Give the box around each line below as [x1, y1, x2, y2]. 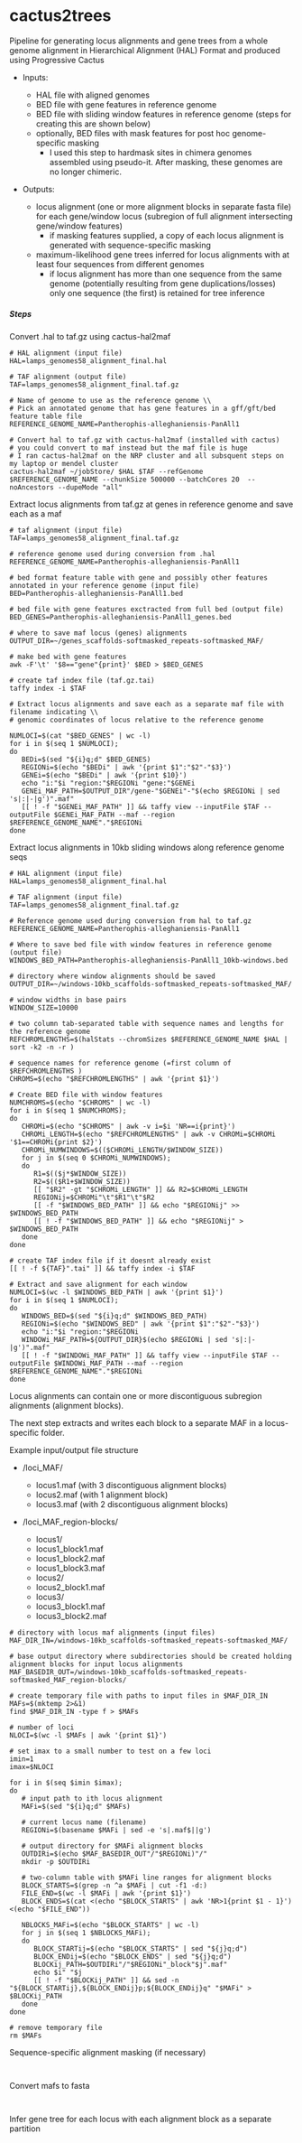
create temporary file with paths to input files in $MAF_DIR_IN [17, 1691, 269, 1700]
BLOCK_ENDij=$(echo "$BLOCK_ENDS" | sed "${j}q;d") [32, 1952, 232, 1961]
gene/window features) [35, 220, 124, 231]
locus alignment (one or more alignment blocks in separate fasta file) [35, 200, 292, 212]
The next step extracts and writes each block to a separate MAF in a [9, 1417, 263, 1428]
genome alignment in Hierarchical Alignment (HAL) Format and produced [9, 44, 281, 55]
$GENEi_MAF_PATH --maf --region [53, 810, 176, 819]
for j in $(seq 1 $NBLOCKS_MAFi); [21, 1928, 151, 1937]
